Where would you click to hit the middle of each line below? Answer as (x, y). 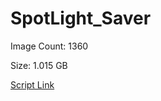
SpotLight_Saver (81, 18)
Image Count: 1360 (49, 46)
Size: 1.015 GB (39, 65)
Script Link (32, 84)
